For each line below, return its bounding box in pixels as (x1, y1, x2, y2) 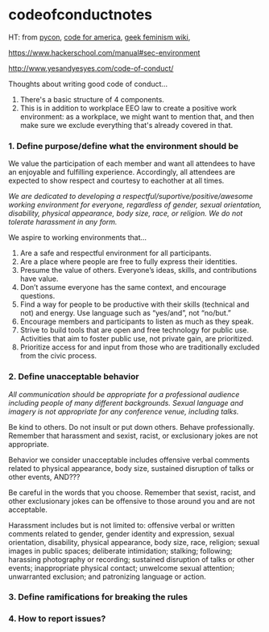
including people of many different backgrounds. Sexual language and (8, 398, 244, 407)
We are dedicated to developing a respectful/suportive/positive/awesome (8, 192, 254, 201)
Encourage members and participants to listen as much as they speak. (19, 316, 254, 327)
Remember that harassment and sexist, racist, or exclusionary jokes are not (8, 431, 259, 440)
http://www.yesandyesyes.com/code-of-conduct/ (8, 63, 174, 73)
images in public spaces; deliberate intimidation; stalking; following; (8, 546, 233, 556)
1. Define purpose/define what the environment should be (8, 140, 239, 151)
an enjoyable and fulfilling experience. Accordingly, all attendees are (8, 167, 236, 177)
